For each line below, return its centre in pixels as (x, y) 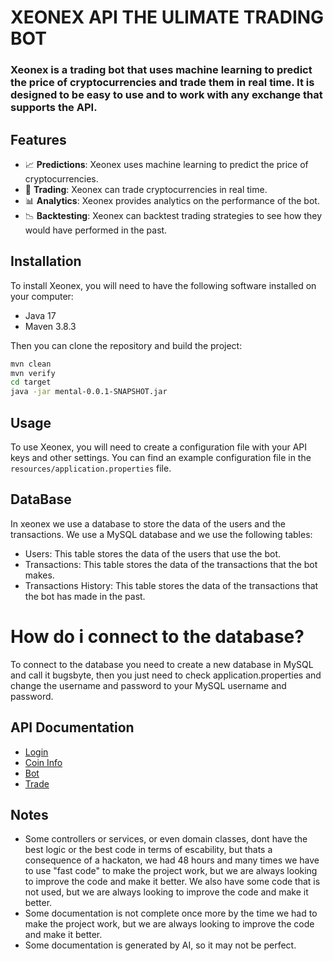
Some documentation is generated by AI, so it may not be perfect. (160, 945)
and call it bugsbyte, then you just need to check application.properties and (166, 675)
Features (38, 139)
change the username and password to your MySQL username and (148, 685)
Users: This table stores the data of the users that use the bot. (153, 553)
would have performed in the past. (96, 230)
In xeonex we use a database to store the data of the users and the (148, 523)
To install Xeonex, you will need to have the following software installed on (163, 285)
